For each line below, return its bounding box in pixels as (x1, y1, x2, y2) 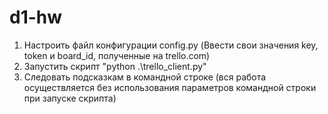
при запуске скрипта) (23, 92, 117, 104)
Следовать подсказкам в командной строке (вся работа (23, 71, 267, 83)
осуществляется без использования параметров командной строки (23, 81, 317, 93)
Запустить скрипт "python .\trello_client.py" (23, 60, 207, 72)
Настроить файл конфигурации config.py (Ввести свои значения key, (23, 39, 319, 51)
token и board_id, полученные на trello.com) (23, 49, 211, 61)
